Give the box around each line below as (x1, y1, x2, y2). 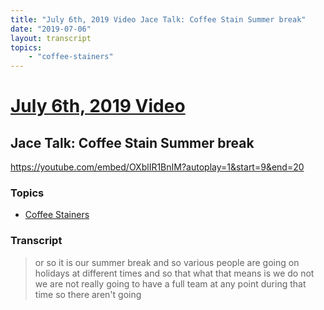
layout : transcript (10, 33, 92, 43)
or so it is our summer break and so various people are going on (34, 256, 300, 268)
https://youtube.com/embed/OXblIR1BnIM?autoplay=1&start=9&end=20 (10, 161, 305, 173)
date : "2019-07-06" (10, 24, 92, 34)
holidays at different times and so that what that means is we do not (34, 267, 315, 279)
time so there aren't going (34, 288, 142, 300)
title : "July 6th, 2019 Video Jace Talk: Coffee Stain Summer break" (10, 14, 307, 25)
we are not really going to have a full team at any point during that (34, 277, 307, 290)
